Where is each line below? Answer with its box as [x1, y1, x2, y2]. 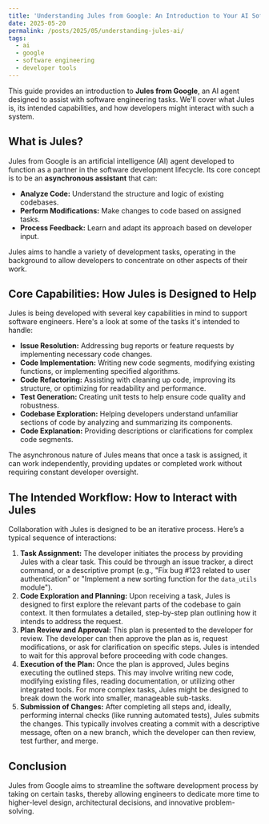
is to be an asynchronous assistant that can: [8, 173, 158, 183]
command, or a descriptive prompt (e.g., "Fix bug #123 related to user [19, 566, 251, 575]
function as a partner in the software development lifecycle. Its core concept [8, 164, 261, 174]
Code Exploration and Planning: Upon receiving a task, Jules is [19, 591, 231, 601]
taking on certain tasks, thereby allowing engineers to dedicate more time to [8, 789, 260, 798]
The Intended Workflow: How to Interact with [8, 490, 238, 504]
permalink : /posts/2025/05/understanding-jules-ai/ [8, 26, 184, 35]
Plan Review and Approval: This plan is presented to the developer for [19, 625, 254, 635]
